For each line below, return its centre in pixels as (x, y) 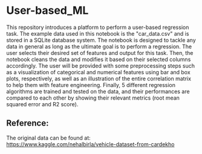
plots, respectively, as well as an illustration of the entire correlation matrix (99, 79)
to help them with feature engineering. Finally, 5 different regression (91, 85)
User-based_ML (47, 11)
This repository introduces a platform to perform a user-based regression (98, 27)
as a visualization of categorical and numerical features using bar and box (98, 72)
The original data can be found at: (48, 138)
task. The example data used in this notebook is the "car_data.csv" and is (98, 33)
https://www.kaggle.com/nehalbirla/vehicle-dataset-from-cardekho (90, 144)
